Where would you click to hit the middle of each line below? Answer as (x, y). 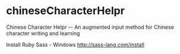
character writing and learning (43, 33)
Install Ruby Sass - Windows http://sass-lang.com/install (75, 45)
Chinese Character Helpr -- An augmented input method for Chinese (90, 27)
